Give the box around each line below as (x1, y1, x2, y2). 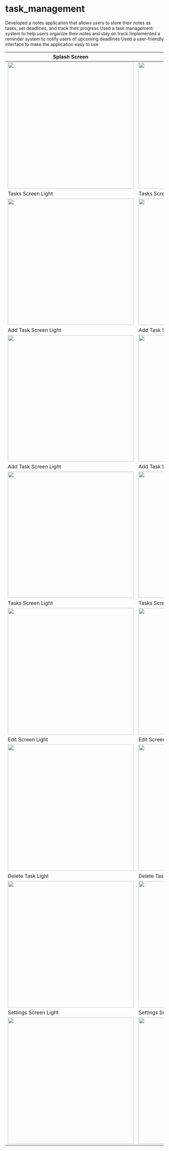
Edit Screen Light (8, 736, 48, 743)
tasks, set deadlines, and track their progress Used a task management (5, 25, 153, 31)
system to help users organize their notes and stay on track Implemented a (5, 30, 160, 36)
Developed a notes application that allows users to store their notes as (5, 20, 151, 26)
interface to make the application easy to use (5, 41, 99, 47)
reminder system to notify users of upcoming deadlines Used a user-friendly (5, 36, 164, 42)
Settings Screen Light (8, 1009, 59, 1016)
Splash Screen (52, 53, 89, 60)
